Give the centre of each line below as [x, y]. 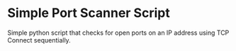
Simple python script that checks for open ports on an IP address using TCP [118, 33]
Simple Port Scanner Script [89, 13]
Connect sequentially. [39, 40]
